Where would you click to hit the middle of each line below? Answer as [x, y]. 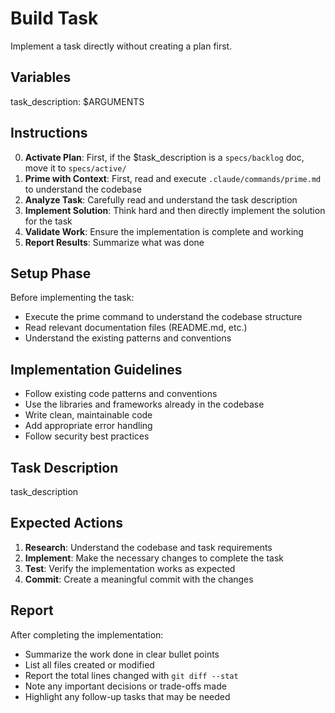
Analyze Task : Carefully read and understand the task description [161, 199]
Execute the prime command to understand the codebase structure [163, 317]
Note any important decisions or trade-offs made [125, 686]
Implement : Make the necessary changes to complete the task [154, 558]
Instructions [49, 133]
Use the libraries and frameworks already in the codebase [144, 404]
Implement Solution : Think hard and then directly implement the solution [175, 210]
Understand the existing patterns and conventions [128, 338]
